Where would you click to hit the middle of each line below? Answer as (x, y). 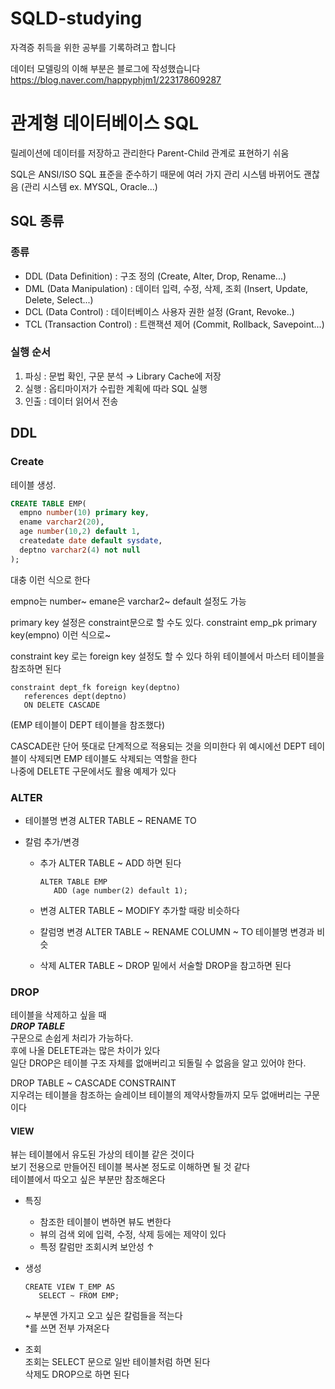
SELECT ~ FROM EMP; (79, 1296)
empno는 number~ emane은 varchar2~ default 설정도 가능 (128, 601)
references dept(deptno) (75, 696)
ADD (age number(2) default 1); (120, 890)
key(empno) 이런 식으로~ (61, 634)
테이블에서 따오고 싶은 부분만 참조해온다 (88, 1179)
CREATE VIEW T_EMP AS (69, 1287)
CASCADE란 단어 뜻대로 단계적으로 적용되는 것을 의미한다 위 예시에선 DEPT (158, 746)
